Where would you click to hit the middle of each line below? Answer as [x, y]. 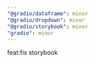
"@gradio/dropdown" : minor [46, 20]
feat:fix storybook [33, 53]
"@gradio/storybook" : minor [48, 26]
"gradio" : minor [31, 33]
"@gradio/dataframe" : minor [48, 13]
